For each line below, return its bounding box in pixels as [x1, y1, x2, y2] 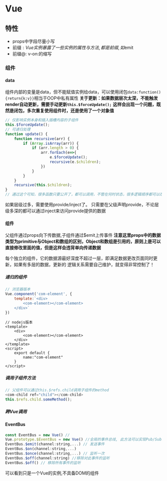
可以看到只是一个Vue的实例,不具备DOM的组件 [5, 470, 99, 476]
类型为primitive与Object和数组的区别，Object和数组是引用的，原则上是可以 [5, 238, 161, 245]
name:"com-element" [23, 355, 64, 360]
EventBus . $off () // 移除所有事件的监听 [5, 460, 81, 465]
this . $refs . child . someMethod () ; [5, 397, 72, 402]
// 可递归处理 [5, 127, 31, 132]
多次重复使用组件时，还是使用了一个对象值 [26, 108, 114, 114]
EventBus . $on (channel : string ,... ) [5, 447, 77, 452]
